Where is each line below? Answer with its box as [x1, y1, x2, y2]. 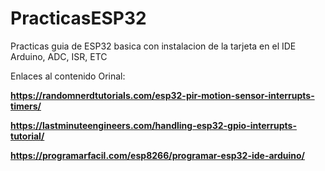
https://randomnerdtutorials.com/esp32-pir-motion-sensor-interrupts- [10, 89, 315, 101]
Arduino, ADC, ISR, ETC [10, 50, 108, 62]
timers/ [10, 100, 42, 112]
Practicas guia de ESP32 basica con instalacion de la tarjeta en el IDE [10, 40, 297, 52]
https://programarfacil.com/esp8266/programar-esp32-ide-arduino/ [10, 149, 306, 161]
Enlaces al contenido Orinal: [10, 70, 126, 82]
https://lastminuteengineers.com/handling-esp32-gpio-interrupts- [10, 119, 297, 131]
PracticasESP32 [10, 7, 147, 30]
